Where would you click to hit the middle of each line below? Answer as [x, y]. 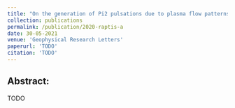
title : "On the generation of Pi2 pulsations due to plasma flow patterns [119, 14]
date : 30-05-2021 [33, 33]
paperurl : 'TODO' [33, 46]
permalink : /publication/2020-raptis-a [65, 27]
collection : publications [45, 20]
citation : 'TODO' [33, 53]
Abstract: [28, 81]
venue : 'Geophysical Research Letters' [65, 40]
